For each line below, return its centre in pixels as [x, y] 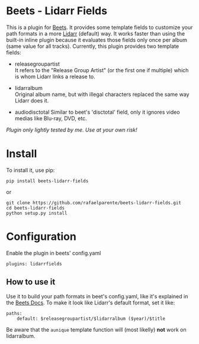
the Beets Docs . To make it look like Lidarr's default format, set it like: [91, 303]
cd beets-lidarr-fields [36, 208]
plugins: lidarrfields [34, 264]
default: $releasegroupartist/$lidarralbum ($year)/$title [91, 319]
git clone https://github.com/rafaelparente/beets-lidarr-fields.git [94, 202]
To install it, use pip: [31, 170]
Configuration [41, 237]
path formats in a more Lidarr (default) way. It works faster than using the [96, 33]
